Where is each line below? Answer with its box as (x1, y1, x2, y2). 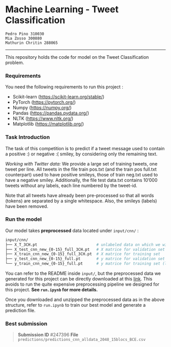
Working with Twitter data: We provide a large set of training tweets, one (5, 160, 158, 167)
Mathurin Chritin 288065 (5, 40, 58, 45)
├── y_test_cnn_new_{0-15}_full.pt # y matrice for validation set (5, 257, 165, 262)
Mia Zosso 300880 (5, 36, 42, 41)
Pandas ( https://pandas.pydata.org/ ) (12, 110, 90, 116)
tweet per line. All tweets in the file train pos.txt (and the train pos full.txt (5, 166, 157, 172)
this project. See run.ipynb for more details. (5, 287, 98, 293)
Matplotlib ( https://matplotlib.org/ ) (12, 121, 84, 127)
